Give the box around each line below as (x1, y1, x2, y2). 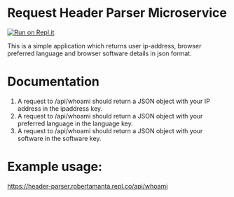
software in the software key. (17, 134, 102, 142)
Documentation (7, 74, 100, 90)
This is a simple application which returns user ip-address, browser (7, 41, 202, 50)
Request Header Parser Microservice (7, 5, 228, 21)
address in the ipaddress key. (17, 104, 103, 113)
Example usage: (7, 159, 103, 175)
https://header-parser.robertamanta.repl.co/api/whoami (7, 182, 168, 190)
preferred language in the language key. (17, 119, 133, 128)
